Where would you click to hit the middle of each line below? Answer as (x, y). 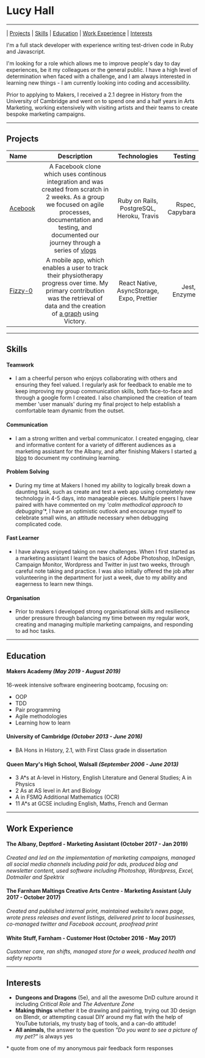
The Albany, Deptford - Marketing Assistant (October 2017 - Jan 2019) (97, 844)
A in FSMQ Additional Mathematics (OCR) (67, 797)
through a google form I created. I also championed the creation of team (106, 398)
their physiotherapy (75, 275)
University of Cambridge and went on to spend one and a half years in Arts (100, 101)
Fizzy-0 (21, 290)
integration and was (75, 182)
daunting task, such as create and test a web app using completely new (105, 491)
